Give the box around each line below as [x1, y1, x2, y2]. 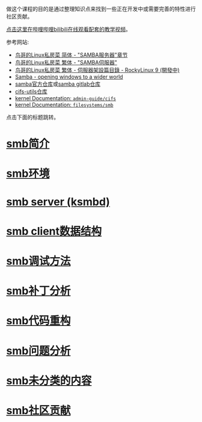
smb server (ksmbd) [6, 195, 110, 208]
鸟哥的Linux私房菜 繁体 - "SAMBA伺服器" [14, 59, 117, 66]
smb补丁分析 [6, 284, 71, 298]
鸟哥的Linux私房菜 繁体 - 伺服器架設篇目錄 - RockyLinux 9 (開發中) [14, 66, 180, 74]
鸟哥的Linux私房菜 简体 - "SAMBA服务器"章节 [14, 51, 128, 59]
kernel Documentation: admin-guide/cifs [14, 95, 116, 101]
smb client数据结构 [6, 224, 102, 238]
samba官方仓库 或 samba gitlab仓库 [14, 80, 101, 88]
